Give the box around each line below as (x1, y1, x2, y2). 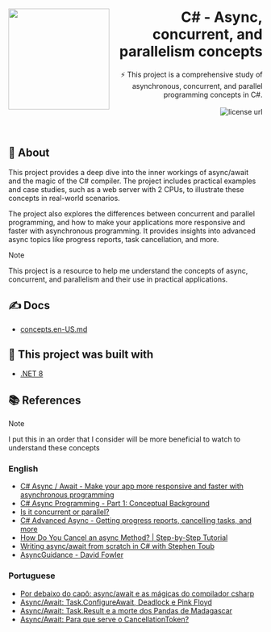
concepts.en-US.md (19, 324, 88, 334)
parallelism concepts (119, 43, 263, 61)
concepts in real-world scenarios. (8, 193, 121, 203)
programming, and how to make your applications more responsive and (8, 217, 246, 227)
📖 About (8, 146, 50, 160)
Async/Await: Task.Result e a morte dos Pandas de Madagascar (19, 605, 232, 615)
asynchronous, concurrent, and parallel (131, 81, 263, 90)
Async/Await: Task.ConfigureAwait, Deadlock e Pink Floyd (19, 597, 212, 607)
